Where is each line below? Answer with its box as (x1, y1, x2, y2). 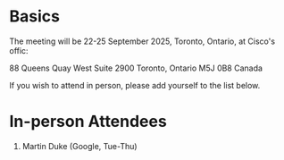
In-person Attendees (9, 112, 167, 131)
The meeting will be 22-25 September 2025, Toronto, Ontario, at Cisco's (9, 36, 275, 46)
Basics (9, 6, 61, 27)
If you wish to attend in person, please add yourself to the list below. (9, 80, 261, 90)
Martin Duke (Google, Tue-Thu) (21, 140, 138, 151)
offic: (9, 45, 29, 55)
